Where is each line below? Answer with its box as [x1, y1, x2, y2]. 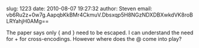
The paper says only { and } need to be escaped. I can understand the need [6, 29, 194, 36]
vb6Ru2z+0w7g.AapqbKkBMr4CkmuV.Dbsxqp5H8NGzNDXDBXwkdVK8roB [6, 11, 194, 18]
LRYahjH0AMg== [6, 18, 49, 24]
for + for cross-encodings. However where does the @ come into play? [6, 36, 182, 42]
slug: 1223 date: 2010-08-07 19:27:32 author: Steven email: [6, 5, 153, 12]
